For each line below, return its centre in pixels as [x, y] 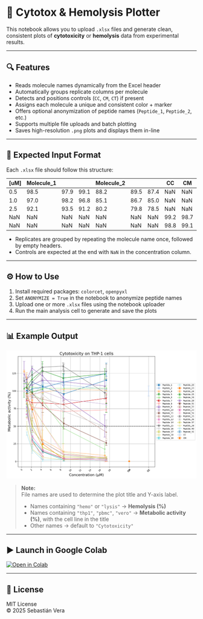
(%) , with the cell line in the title [69, 519]
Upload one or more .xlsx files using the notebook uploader [90, 304]
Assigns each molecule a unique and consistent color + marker [93, 104]
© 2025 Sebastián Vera [36, 611]
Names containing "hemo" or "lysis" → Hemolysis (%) [98, 506]
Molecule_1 [41, 183]
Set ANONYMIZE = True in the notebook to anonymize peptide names [98, 298]
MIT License [22, 604]
